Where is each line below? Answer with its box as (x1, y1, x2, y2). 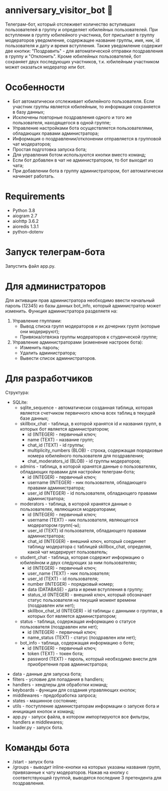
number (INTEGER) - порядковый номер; (27, 581, 114, 587)
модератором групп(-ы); (27, 522, 81, 528)
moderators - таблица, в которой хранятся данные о (20, 501, 132, 507)
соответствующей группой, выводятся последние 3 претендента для (12, 774, 162, 780)
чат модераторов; (12, 141, 52, 147)
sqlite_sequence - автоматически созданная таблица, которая (20, 405, 153, 411)
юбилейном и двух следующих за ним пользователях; (20, 560, 137, 566)
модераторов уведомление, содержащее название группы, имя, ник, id (5, 37, 159, 43)
